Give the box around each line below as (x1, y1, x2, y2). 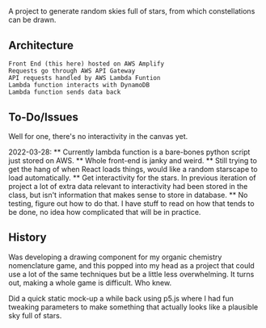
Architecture (8, 38, 74, 52)
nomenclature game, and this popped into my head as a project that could (8, 260, 255, 270)
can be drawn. (8, 15, 57, 25)
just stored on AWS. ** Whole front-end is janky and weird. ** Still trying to (8, 156, 257, 166)
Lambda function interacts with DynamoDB (8, 81, 150, 90)
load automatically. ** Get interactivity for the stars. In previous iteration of (8, 173, 256, 183)
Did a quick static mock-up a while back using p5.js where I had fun (8, 293, 234, 303)
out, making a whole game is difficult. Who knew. (8, 278, 172, 288)
